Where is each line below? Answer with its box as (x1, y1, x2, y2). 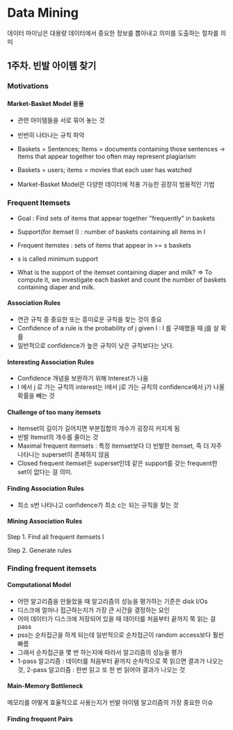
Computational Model (7, 581, 72, 589)
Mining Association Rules (7, 517, 83, 526)
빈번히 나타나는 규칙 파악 (17, 131, 85, 139)
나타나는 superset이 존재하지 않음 (17, 450, 110, 459)
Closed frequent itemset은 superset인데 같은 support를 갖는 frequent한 (17, 459, 218, 468)
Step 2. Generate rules (7, 546, 72, 554)
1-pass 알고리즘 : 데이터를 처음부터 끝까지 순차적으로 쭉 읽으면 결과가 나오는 (17, 657, 224, 665)
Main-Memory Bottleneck (7, 682, 83, 690)
